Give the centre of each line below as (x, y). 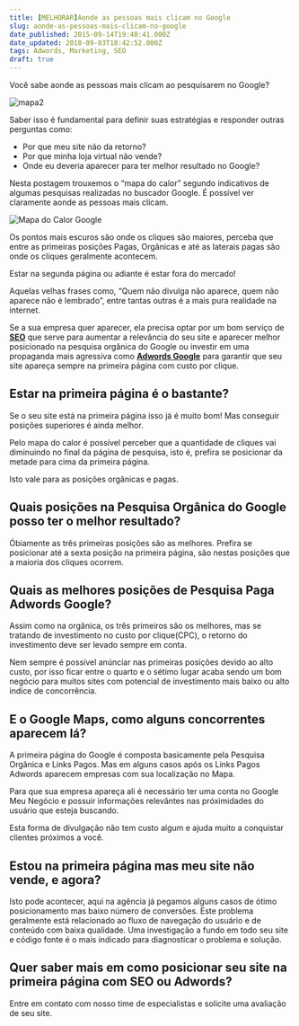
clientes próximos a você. (57, 837)
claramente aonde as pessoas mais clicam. (89, 202)
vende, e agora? (55, 880)
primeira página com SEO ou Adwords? (121, 982)
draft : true (31, 59)
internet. (25, 310)
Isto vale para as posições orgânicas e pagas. (94, 479)
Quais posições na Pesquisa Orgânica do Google (148, 507)
